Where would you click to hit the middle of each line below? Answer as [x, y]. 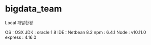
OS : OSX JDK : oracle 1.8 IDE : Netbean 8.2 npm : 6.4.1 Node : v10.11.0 [75, 32]
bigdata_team [33, 9]
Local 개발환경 [19, 22]
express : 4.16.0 [21, 37]
